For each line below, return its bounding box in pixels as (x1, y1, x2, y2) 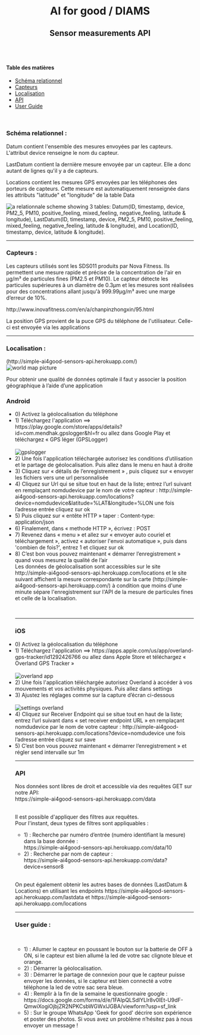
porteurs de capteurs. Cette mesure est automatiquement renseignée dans (6, 185, 190, 192)
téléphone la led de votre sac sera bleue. (23, 984, 124, 991)
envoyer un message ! (23, 1022, 79, 1029)
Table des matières (6, 64, 55, 71)
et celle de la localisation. (14, 595, 77, 602)
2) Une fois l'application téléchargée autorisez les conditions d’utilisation (14, 455, 193, 462)
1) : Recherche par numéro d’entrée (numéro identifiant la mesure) (23, 831, 186, 838)
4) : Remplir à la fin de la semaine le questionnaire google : (23, 990, 168, 997)
